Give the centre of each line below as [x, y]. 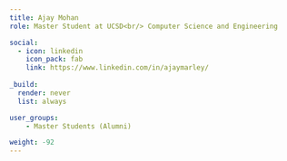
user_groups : [34, 118]
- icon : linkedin [50, 51]
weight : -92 [32, 142]
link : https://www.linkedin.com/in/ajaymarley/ [117, 68]
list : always [42, 101]
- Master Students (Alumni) [79, 126]
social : [24, 43]
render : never [44, 93]
